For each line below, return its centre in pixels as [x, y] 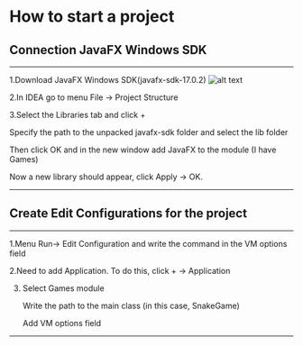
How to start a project [92, 17]
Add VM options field [62, 323]
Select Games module [64, 288]
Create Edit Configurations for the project [129, 214]
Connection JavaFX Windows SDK [108, 50]
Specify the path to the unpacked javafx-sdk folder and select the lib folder [149, 132]
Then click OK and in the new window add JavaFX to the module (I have [143, 150]
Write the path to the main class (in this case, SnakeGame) [131, 305]
